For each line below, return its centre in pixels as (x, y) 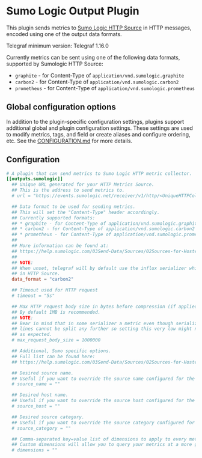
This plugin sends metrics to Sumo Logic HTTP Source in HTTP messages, (99, 28)
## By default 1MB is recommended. (56, 312)
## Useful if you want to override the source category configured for (103, 423)
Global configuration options (61, 107)
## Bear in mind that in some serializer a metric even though (92, 323)
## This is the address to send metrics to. (68, 191)
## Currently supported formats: (54, 218)
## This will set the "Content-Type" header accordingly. (86, 212)
